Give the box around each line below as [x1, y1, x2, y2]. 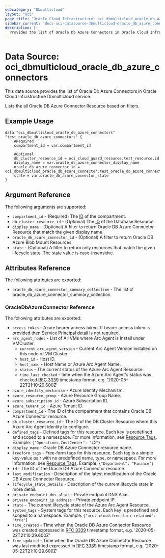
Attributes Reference [5, 264, 71, 272]
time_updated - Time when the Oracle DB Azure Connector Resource [12, 537, 151, 543]
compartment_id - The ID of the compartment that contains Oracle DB [12, 408, 152, 414]
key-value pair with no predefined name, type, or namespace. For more [12, 455, 157, 461]
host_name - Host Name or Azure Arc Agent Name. [19, 361, 121, 367]
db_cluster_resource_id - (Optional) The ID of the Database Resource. [12, 218, 155, 224]
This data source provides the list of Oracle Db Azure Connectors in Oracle [5, 88, 157, 94]
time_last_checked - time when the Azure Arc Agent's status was [19, 372, 152, 377]
